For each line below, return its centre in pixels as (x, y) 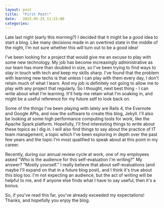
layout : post (18, 10)
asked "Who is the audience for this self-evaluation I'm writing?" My (74, 159)
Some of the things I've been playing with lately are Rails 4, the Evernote (78, 108)
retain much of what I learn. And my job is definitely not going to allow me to (82, 83)
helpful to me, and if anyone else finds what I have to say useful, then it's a (80, 181)
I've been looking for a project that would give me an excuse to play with (78, 57)
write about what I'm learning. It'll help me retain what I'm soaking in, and (79, 94)
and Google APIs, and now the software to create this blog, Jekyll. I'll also (79, 114)
